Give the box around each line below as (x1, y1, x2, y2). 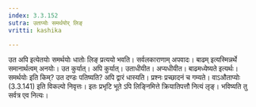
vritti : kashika (8, 26, 62, 34)
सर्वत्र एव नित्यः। (8, 90, 49, 100)
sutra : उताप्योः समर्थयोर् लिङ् (8, 19, 83, 27)
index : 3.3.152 (8, 11, 59, 20)
